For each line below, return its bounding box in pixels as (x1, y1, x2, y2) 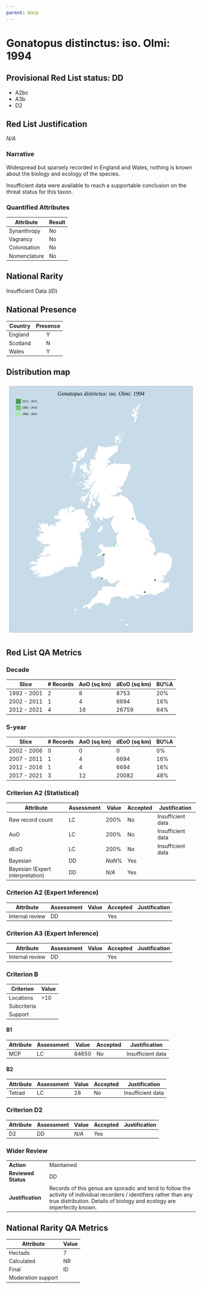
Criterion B (6, 970, 38, 978)
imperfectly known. (49, 1204, 97, 1211)
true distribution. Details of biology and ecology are (49, 1197, 176, 1204)
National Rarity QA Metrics (6, 1223, 108, 1233)
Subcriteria (8, 1002, 36, 1010)
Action (8, 1162, 26, 1169)
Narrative (6, 150, 35, 159)
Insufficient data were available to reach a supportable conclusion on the (6, 181, 187, 189)
